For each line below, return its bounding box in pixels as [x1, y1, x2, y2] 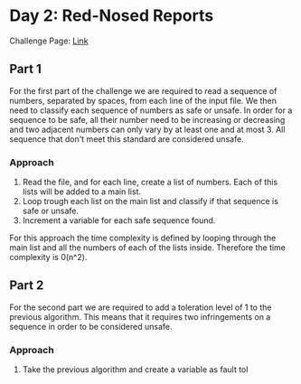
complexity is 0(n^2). [9, 252, 88, 263]
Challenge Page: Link [9, 35, 89, 46]
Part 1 [9, 61, 42, 77]
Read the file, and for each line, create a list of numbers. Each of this [22, 177, 278, 188]
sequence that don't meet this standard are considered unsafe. [9, 133, 244, 145]
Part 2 [9, 277, 44, 294]
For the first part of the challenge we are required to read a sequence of [9, 85, 277, 96]
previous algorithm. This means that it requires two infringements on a [9, 311, 271, 322]
